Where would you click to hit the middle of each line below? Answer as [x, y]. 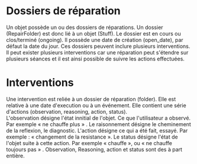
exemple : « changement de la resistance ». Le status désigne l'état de [92, 137]
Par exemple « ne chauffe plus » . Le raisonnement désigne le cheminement [98, 124]
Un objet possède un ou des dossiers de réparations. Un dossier [85, 27]
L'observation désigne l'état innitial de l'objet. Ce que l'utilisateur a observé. [98, 118]
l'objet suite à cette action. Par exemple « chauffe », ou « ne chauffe [89, 143]
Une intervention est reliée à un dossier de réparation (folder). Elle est [91, 99]
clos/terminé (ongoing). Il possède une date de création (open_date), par [95, 40]
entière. [15, 156]
